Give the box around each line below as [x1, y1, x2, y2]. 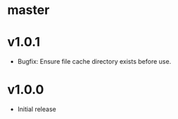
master [7, 2, 50, 18]
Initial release [17, 105, 56, 113]
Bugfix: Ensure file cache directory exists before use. [17, 57, 172, 66]
